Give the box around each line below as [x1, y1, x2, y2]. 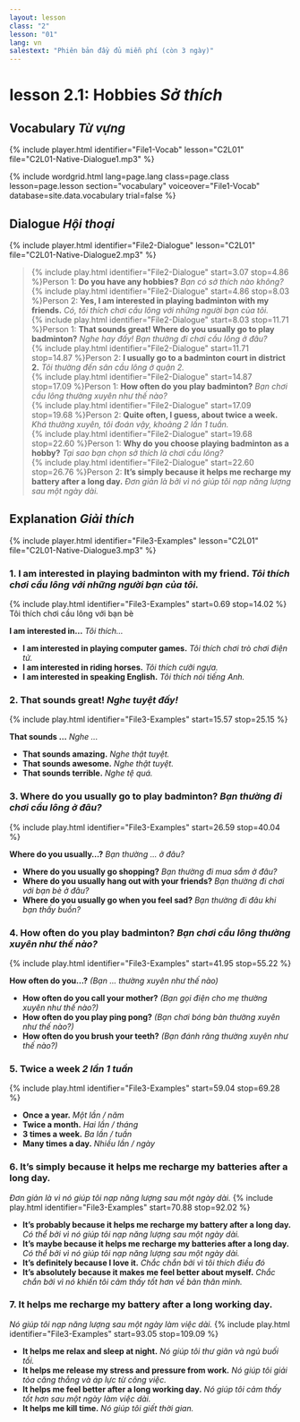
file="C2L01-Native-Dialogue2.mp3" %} [9, 249, 157, 260]
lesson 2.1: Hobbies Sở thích [9, 85, 223, 106]
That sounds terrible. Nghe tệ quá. [21, 767, 153, 779]
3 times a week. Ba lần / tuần [21, 1129, 133, 1140]
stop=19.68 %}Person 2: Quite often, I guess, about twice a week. [30, 409, 279, 420]
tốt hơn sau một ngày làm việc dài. [21, 1393, 151, 1404]
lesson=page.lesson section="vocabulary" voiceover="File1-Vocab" [9, 181, 261, 192]
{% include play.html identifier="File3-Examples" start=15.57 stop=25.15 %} [9, 714, 288, 725]
